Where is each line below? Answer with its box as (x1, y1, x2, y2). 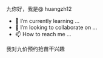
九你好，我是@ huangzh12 (6, 5, 72, 12)
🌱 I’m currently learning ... (15, 18, 80, 24)
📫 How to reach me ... (15, 31, 71, 37)
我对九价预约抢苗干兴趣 (6, 45, 65, 53)
